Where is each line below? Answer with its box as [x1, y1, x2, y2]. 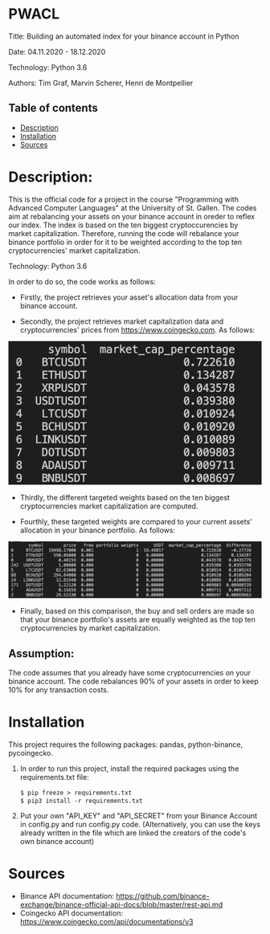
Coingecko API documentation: [19, 908, 123, 918]
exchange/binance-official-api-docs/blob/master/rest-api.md [19, 899, 223, 909]
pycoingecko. [8, 748, 54, 758]
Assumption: [8, 646, 75, 660]
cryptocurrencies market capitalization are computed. [19, 501, 198, 511]
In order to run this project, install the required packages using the [19, 764, 239, 773]
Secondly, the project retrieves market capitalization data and [19, 316, 224, 326]
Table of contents [8, 101, 98, 115]
